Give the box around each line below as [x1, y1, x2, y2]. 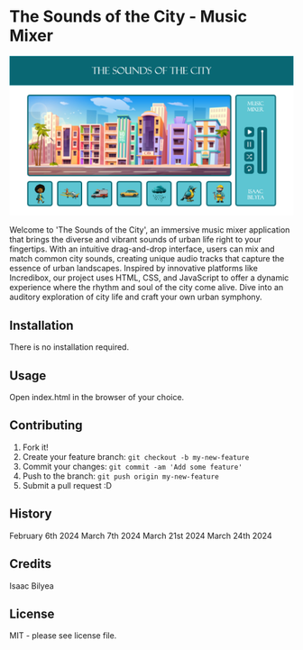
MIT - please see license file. [9, 630, 117, 641]
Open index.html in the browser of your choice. [9, 392, 185, 403]
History [9, 507, 52, 522]
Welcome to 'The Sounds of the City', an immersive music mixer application [9, 224, 290, 235]
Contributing [9, 417, 83, 434]
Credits [9, 556, 52, 572]
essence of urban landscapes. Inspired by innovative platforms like [9, 263, 259, 274]
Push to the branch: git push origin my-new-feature [22, 471, 219, 481]
